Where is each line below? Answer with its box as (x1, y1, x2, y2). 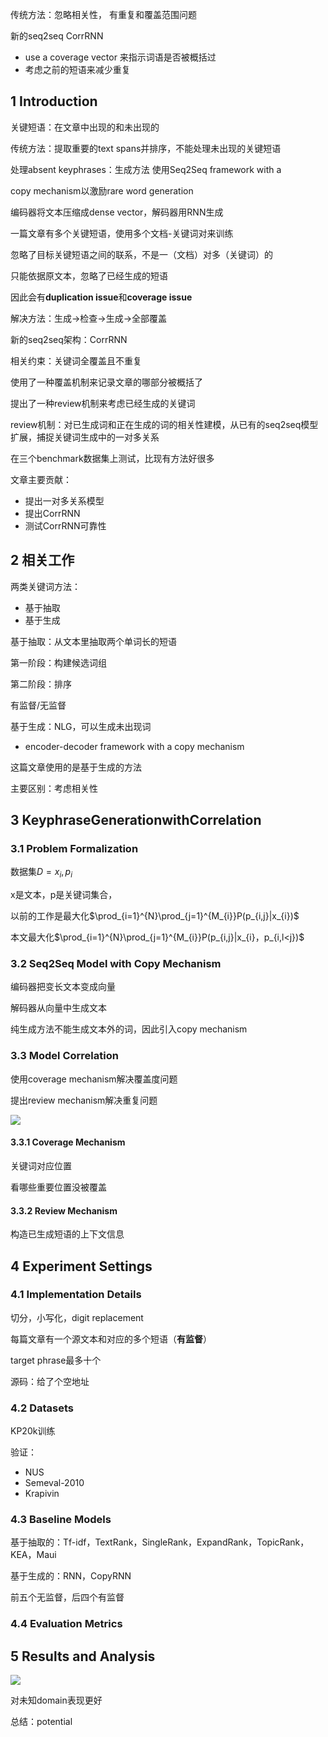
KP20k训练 (10, 1425, 56, 1437)
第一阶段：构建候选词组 (10, 656, 107, 668)
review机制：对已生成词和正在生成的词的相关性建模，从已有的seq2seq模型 (10, 418, 319, 430)
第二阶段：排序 (10, 678, 72, 690)
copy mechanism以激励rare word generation (10, 184, 194, 197)
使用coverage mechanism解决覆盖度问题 (10, 1073, 178, 1085)
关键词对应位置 (10, 1159, 72, 1172)
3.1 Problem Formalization (10, 841, 139, 855)
